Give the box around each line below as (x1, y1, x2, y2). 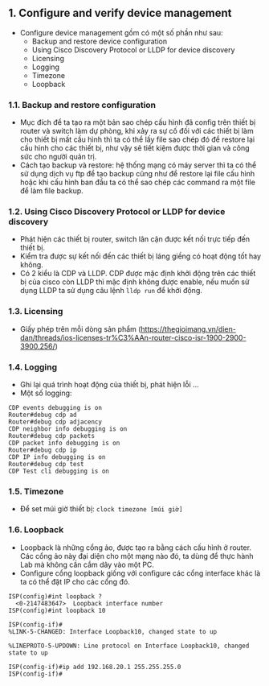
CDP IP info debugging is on (8, 453, 106, 461)
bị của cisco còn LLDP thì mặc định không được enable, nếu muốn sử (19, 277, 250, 287)
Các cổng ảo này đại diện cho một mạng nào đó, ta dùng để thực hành (19, 551, 255, 560)
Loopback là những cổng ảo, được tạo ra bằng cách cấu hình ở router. (19, 543, 251, 552)
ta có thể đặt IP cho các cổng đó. (19, 576, 130, 586)
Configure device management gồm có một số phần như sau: (19, 27, 223, 37)
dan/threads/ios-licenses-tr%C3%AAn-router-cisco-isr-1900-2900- (19, 333, 247, 342)
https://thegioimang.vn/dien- (140, 324, 237, 333)
